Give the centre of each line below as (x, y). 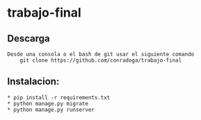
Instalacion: (33, 82)
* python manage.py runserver (51, 110)
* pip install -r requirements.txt (59, 97)
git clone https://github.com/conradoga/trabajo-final (101, 60)
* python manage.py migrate (48, 103)
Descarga (29, 38)
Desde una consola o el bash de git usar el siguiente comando (101, 54)
